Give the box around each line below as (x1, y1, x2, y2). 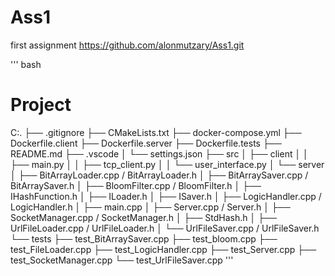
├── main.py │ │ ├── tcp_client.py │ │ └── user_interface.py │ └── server (10, 158, 325, 170)
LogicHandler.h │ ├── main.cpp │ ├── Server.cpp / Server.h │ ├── (10, 201, 291, 213)
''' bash (10, 58, 42, 70)
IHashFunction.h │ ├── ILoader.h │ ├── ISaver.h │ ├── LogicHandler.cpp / (10, 190, 322, 202)
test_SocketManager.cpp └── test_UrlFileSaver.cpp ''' (10, 254, 234, 266)
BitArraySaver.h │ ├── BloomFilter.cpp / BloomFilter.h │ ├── (10, 179, 262, 191)
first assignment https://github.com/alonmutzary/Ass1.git (10, 39, 245, 51)
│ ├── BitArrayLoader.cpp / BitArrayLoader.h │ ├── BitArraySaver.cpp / (10, 169, 309, 181)
